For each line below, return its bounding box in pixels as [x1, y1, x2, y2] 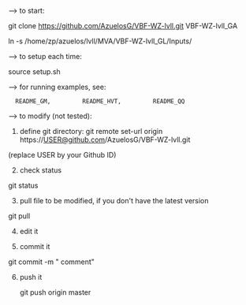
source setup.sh [8, 67, 61, 76]
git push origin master [19, 288, 91, 297]
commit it [19, 242, 50, 251]
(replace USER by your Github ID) [8, 151, 117, 159]
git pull [8, 211, 31, 221]
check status [19, 166, 62, 175]
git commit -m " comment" [8, 257, 95, 266]
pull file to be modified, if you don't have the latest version [19, 196, 209, 205]
